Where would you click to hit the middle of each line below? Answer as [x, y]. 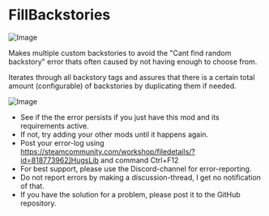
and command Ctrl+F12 [140, 160]
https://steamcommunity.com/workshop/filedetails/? [108, 151]
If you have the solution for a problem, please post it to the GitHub [130, 194]
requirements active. [54, 125]
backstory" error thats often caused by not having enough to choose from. [133, 61]
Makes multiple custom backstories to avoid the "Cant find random [120, 53]
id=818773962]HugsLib [60, 160]
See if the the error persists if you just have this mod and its [120, 117]
